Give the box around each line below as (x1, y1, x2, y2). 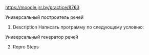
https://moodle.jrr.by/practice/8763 (5, 5, 80, 10)
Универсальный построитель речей (5, 14, 84, 20)
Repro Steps (12, 44, 39, 50)
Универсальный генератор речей (5, 34, 78, 40)
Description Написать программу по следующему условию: (12, 24, 144, 30)
